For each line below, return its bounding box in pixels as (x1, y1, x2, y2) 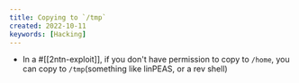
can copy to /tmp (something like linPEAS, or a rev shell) (22, 63, 228, 74)
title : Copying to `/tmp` (9, 12, 106, 22)
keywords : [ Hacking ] (9, 29, 87, 38)
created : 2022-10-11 (9, 21, 87, 30)
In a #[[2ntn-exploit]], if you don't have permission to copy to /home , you (22, 54, 290, 65)
